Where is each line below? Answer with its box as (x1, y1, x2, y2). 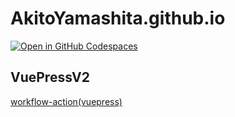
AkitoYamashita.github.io (10, 7, 226, 30)
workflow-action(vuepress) (10, 95, 123, 107)
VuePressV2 (10, 69, 90, 86)
